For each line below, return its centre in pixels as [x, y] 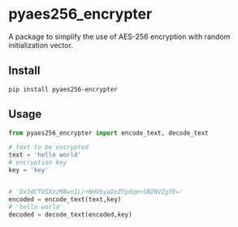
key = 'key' [28, 170]
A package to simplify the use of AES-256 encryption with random [119, 36]
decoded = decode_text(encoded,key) [70, 214]
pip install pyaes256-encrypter [63, 89]
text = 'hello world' [45, 155]
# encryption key [38, 163]
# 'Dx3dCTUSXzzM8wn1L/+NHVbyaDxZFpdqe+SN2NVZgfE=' [96, 191]
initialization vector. [41, 45]
